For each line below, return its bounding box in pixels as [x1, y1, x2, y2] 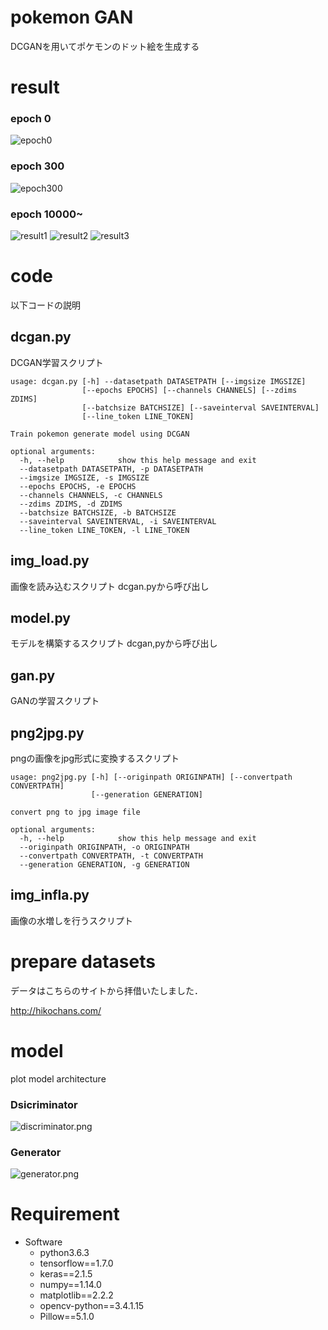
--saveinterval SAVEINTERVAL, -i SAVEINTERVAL [19, 516, 217, 526]
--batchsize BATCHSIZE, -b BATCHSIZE [19, 507, 177, 518]
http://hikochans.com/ [10, 1004, 102, 1016]
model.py [10, 609, 71, 626]
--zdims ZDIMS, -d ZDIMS [19, 499, 123, 509]
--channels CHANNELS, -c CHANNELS [19, 490, 163, 500]
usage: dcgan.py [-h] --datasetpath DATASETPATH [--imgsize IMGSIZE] [10, 376, 307, 386]
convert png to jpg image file [10, 807, 141, 818]
